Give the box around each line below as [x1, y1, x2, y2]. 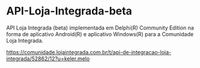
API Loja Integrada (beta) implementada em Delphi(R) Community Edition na [6, 24, 194, 31]
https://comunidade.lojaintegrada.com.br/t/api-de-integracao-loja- [6, 48, 172, 55]
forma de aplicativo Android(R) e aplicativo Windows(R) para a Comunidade [6, 30, 194, 37]
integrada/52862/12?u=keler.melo [6, 55, 90, 62]
